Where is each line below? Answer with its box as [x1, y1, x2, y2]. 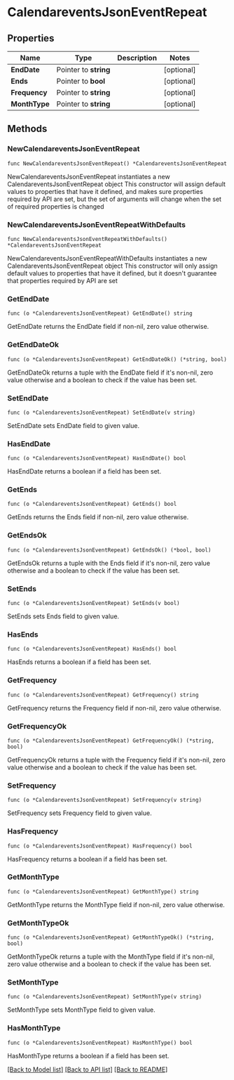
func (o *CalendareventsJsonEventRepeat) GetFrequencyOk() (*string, [7, 737, 215, 744]
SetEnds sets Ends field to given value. [7, 612, 120, 620]
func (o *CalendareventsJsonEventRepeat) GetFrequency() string [7, 691, 199, 698]
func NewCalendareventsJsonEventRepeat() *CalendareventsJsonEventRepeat [7, 160, 228, 167]
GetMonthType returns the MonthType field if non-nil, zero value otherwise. [7, 900, 226, 909]
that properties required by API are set [7, 276, 118, 285]
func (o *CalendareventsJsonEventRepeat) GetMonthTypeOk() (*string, [7, 934, 215, 942]
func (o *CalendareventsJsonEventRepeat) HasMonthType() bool [7, 1039, 193, 1046]
